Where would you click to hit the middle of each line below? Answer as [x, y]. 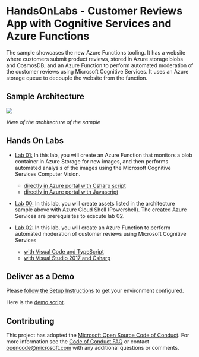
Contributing [30, 321]
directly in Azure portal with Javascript [71, 192]
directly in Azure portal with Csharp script [75, 185]
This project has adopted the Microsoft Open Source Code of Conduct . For [98, 335]
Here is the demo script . [36, 302]
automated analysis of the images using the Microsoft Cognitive [93, 168]
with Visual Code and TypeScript [64, 251]
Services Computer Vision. [48, 174]
